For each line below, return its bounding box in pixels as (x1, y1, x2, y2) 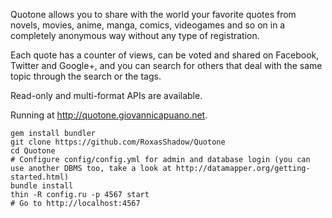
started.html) (10, 172, 70, 182)
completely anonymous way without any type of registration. (10, 30, 260, 41)
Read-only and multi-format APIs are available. (10, 90, 203, 101)
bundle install (10, 181, 74, 191)
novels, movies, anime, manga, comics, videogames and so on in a (10, 19, 286, 31)
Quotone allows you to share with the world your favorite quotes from (10, 9, 297, 20)
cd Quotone (10, 146, 56, 156)
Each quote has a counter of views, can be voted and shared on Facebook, (10, 49, 320, 61)
